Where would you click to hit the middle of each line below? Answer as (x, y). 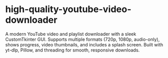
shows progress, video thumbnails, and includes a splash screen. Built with (84, 44)
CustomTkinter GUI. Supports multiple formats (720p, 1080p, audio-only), (82, 39)
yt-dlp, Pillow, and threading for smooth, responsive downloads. (73, 50)
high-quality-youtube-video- (68, 9)
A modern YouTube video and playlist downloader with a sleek (71, 34)
